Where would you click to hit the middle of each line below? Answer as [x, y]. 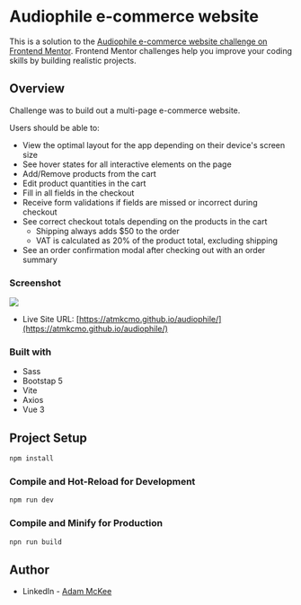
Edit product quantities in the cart [84, 183]
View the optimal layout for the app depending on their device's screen [154, 145]
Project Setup [49, 438]
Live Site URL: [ [51, 320]
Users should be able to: [55, 127]
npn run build [36, 542]
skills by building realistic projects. [73, 60]
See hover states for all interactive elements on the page [127, 164]
